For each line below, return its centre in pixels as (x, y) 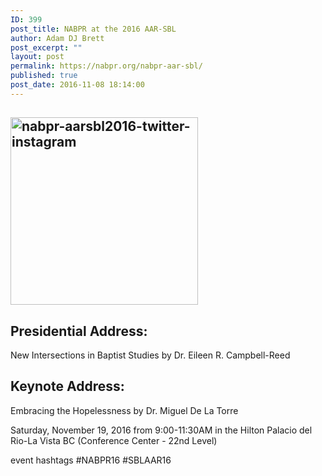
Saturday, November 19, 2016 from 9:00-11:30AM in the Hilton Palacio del (161, 430)
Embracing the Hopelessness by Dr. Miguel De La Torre (124, 410)
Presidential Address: (79, 331)
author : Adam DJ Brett (57, 38)
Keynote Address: (67, 386)
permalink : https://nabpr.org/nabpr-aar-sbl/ (106, 66)
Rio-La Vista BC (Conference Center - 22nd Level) (114, 440)
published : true (44, 76)
